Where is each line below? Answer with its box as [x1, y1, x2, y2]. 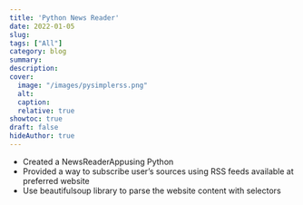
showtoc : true [9, 114, 64, 123]
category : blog [9, 47, 67, 56]
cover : [9, 73, 34, 82]
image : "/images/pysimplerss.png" [17, 81, 148, 90]
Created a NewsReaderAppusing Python [22, 156, 174, 167]
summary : [9, 55, 43, 64]
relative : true [17, 106, 75, 115]
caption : [17, 97, 51, 107]
